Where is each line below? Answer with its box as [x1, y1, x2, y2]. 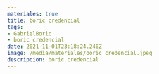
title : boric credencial [7, 17, 80, 24]
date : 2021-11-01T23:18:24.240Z [7, 43, 102, 50]
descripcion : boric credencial [7, 56, 99, 63]
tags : [7, 23, 23, 30]
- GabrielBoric [7, 30, 52, 37]
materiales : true [7, 10, 58, 18]
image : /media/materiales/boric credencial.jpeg [7, 50, 153, 57]
